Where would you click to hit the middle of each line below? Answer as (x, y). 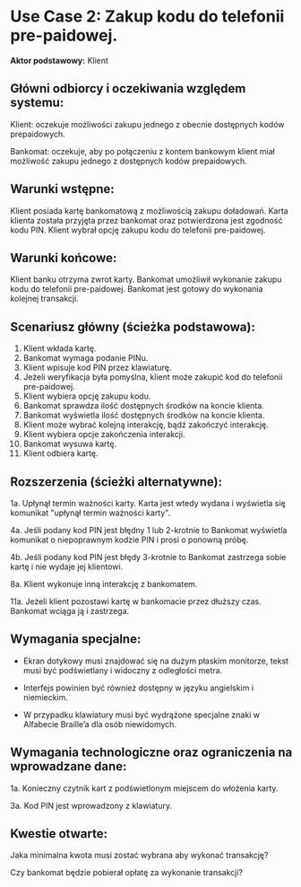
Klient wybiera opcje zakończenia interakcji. (104, 435)
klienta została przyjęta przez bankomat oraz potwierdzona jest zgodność (146, 220)
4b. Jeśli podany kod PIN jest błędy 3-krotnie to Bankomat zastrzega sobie (148, 557)
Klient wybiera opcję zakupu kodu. (87, 396)
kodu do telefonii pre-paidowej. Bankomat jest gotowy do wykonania (137, 289)
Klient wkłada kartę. (60, 348)
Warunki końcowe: (64, 258)
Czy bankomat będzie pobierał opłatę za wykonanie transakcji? (126, 873)
